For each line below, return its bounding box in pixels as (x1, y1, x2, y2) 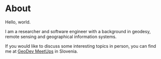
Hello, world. (5, 19, 31, 25)
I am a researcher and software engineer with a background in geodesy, (5, 28, 151, 34)
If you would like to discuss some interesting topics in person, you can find (5, 43, 156, 49)
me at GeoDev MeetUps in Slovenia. (5, 48, 78, 54)
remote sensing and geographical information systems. (5, 34, 117, 39)
